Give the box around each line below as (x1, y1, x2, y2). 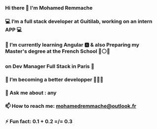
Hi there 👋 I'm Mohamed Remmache (5, 4, 93, 11)
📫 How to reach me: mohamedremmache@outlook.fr (5, 103, 137, 110)
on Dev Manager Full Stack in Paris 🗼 (5, 63, 95, 69)
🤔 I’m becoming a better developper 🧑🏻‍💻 (5, 76, 104, 83)
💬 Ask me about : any (5, 89, 57, 96)
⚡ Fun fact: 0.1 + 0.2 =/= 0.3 (5, 118, 73, 125)
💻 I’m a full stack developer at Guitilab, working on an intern (5, 18, 153, 25)
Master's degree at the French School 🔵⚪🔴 (5, 48, 110, 55)
